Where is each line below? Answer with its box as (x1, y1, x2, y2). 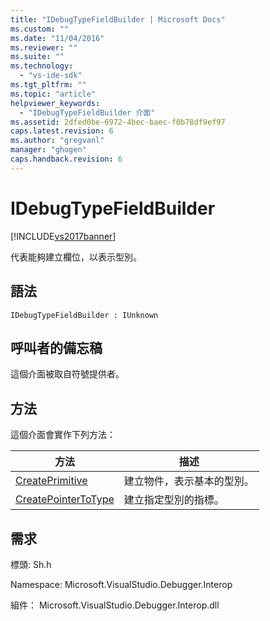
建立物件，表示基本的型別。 (123, 474, 255, 488)
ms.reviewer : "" (10, 42, 78, 53)
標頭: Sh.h (10, 558, 52, 570)
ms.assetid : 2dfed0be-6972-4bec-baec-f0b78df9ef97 (10, 117, 226, 127)
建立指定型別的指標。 (123, 493, 225, 507)
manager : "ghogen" (10, 145, 87, 155)
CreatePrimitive (15, 474, 88, 488)
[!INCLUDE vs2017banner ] (10, 230, 117, 242)
